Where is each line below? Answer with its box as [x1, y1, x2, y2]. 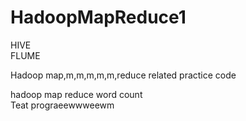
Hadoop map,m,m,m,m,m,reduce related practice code [10, 69, 237, 81]
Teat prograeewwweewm [10, 99, 115, 111]
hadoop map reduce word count [10, 88, 143, 100]
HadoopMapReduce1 [10, 6, 187, 29]
